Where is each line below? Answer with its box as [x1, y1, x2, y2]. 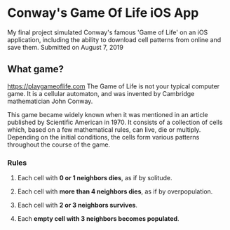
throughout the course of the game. [7, 140, 111, 149]
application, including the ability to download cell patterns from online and [7, 35, 222, 43]
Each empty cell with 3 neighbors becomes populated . [17, 215, 180, 223]
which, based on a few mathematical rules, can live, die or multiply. [7, 125, 201, 134]
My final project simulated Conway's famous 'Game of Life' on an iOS [7, 28, 208, 36]
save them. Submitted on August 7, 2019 [7, 43, 124, 51]
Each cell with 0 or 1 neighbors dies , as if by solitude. [17, 174, 172, 182]
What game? [7, 63, 65, 75]
